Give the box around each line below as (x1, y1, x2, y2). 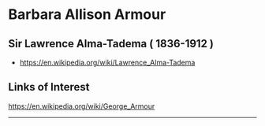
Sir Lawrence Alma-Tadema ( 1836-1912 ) (8, 37, 215, 50)
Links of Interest (8, 80, 90, 94)
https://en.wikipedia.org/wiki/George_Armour (8, 101, 155, 111)
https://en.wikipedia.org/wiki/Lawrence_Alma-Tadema (19, 57, 196, 67)
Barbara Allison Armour (8, 6, 166, 24)
